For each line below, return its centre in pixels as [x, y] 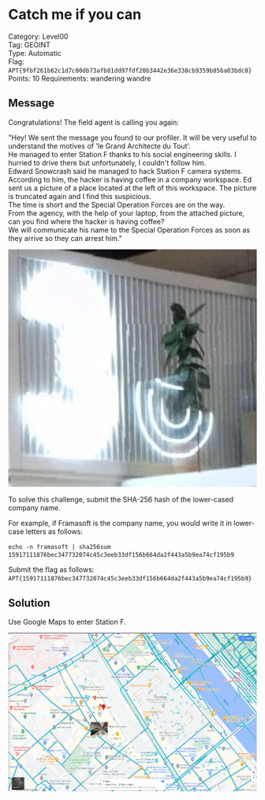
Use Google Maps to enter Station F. [67, 622]
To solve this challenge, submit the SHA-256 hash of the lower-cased [121, 500]
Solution [29, 603]
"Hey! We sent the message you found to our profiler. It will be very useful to [132, 137]
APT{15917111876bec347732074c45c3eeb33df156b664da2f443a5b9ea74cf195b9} [130, 579]
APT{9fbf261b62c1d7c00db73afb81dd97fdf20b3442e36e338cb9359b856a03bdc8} [130, 70]
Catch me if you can [75, 15]
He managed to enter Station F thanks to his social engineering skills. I [122, 154]
